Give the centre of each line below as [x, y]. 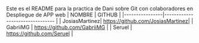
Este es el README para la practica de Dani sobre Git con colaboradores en [100, 9]
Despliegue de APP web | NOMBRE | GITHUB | [64, 15]
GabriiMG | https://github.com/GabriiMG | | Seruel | [69, 27]
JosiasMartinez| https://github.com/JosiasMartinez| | [128, 21]
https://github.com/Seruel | [40, 34]
